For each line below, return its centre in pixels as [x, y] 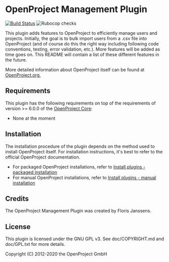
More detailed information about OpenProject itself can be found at [75, 70]
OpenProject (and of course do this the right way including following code [82, 43]
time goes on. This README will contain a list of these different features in [82, 55]
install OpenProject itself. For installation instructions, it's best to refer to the [84, 151]
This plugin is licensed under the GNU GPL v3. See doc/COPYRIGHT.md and [84, 239]
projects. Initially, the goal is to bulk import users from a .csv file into [76, 38]
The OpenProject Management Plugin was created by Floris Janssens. [78, 211]
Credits [17, 199]
